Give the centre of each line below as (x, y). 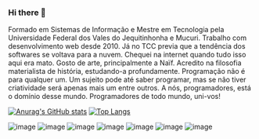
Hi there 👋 (27, 13)
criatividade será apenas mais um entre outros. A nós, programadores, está (130, 88)
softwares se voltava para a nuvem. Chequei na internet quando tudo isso (127, 55)
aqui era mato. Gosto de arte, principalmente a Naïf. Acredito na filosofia (125, 63)
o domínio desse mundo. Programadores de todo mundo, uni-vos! (114, 97)
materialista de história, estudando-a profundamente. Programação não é (127, 71)
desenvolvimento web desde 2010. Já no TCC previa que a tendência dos (127, 46)
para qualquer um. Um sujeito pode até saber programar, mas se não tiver (127, 80)
